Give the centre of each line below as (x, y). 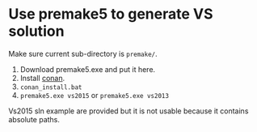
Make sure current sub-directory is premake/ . (83, 53)
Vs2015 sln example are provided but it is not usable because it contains (128, 111)
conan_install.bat (51, 87)
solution (36, 31)
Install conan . (42, 78)
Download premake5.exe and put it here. (88, 69)
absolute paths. (34, 119)
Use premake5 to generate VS (111, 14)
